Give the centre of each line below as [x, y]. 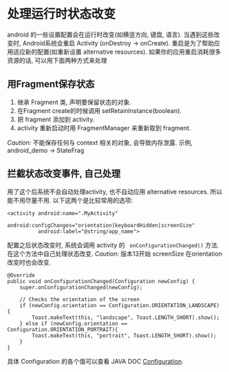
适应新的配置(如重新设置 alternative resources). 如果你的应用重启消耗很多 [117, 52]
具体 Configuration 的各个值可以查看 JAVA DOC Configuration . [95, 361]
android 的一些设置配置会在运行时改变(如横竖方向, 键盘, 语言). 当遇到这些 [111, 34]
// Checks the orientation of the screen [79, 299]
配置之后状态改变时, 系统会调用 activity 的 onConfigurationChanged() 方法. [113, 245]
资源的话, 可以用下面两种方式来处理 [57, 60]
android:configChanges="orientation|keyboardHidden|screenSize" [101, 225]
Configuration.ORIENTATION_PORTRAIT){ [63, 329]
